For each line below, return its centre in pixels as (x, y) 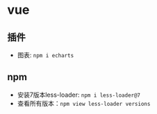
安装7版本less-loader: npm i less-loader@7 (79, 95)
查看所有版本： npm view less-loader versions (84, 103)
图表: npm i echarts (46, 55)
